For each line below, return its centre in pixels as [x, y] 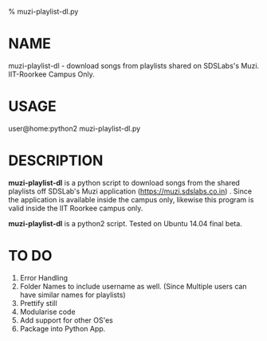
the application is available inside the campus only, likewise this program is [131, 199]
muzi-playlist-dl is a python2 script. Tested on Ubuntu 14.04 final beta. [126, 223]
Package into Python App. [63, 328]
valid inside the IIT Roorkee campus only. [76, 208]
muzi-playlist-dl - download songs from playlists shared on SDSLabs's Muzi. [134, 65]
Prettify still [38, 303]
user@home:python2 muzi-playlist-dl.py [75, 128]
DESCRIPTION [56, 161]
